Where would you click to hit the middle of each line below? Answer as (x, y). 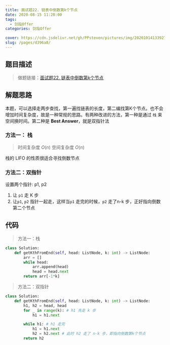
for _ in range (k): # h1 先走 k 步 (60, 310)
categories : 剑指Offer (28, 29)
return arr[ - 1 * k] (41, 277)
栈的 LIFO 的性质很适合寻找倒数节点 (42, 158)
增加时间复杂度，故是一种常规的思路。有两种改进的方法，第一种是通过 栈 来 (84, 114)
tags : (11, 19)
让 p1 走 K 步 (26, 195)
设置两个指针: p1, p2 (26, 184)
